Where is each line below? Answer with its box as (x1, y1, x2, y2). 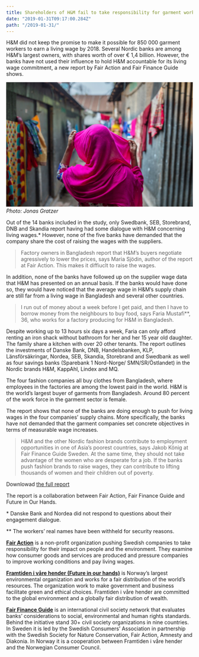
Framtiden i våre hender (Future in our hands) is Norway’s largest (6, 569, 168, 577)
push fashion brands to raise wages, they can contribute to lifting (20, 463, 180, 470)
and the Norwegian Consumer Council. (6, 644, 101, 651)
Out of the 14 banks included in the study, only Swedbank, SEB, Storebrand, (6, 219, 191, 226)
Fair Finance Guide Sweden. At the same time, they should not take (20, 450, 185, 457)
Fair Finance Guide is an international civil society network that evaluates (6, 606, 185, 613)
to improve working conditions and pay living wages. (6, 558, 135, 565)
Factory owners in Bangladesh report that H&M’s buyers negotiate (20, 249, 182, 257)
